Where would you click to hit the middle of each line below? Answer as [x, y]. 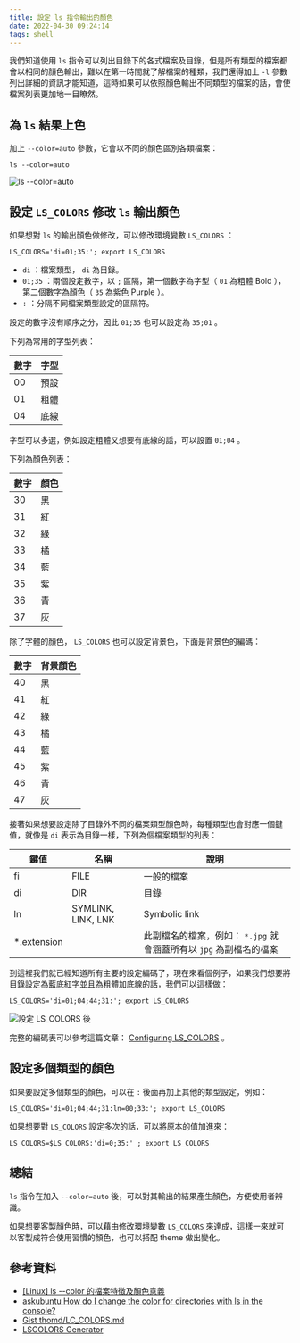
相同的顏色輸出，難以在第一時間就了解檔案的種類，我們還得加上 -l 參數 [156, 71]
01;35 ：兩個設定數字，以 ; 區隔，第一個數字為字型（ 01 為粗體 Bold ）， [154, 281]
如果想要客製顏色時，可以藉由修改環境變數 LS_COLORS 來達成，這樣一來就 [143, 1226]
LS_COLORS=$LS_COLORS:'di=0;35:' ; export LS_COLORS [109, 1143]
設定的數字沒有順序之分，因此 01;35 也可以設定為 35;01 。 [116, 322]
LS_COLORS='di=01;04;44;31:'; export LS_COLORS [100, 1001]
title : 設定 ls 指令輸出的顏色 [61, 17]
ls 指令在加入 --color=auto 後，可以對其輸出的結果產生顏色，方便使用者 [142, 1196]
